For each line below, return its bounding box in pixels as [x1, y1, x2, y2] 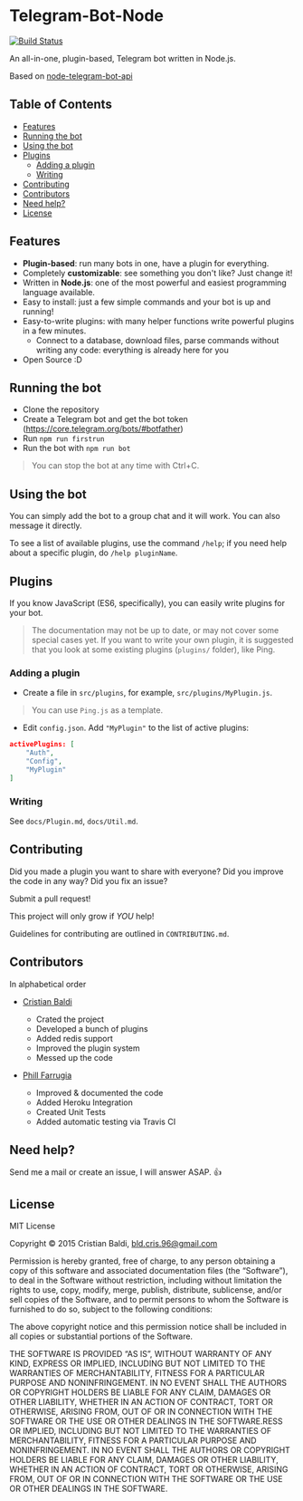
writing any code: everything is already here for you [35, 344, 229, 355]
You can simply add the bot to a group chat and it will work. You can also [9, 511, 280, 522]
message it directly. [9, 520, 83, 531]
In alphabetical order [9, 978, 87, 989]
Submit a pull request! [9, 893, 91, 904]
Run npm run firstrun [22, 433, 105, 444]
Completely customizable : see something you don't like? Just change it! [22, 267, 293, 278]
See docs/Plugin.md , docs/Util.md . [9, 815, 138, 826]
